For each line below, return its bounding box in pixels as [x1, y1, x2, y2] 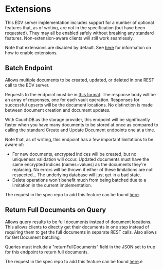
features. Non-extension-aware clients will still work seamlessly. [5, 35, 134, 41]
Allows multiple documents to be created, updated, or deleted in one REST [5, 77, 155, 83]
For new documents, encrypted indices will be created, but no [12, 151, 137, 157]
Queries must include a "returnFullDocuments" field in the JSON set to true [5, 244, 156, 249]
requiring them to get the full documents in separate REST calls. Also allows [5, 229, 157, 235]
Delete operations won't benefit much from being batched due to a [12, 177, 146, 183]
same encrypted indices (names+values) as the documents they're [12, 161, 147, 167]
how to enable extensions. [5, 50, 58, 56]
